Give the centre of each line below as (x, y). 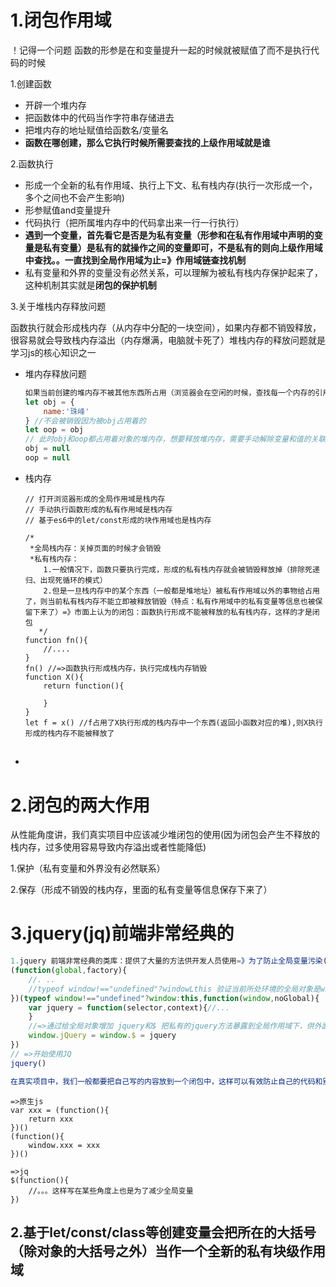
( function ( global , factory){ (69, 971)
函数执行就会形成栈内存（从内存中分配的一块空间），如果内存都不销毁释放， (166, 327)
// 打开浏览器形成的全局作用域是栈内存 (95, 499)
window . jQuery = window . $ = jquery (102, 1036)
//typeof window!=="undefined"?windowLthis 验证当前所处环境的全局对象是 (174, 989)
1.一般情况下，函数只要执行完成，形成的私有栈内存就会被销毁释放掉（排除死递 (181, 569)
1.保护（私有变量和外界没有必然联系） (88, 868)
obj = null (47, 449)
